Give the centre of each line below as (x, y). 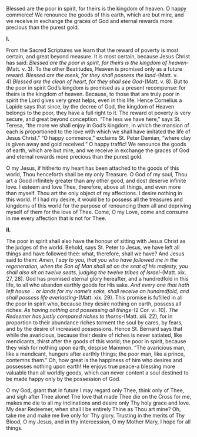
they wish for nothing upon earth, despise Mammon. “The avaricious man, (96, 348)
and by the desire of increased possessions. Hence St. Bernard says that (94, 329)
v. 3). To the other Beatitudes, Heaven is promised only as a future (102, 69)
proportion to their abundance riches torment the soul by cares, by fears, (95, 323)
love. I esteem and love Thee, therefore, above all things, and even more (94, 187)
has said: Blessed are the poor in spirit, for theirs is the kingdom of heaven (96, 63)
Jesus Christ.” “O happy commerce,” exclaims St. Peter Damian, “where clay (98, 138)
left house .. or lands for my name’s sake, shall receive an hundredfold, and (98, 291)
